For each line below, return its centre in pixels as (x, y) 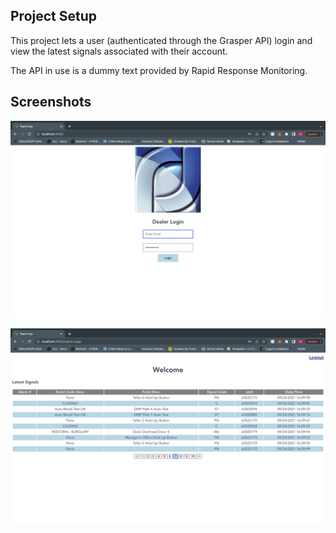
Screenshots (51, 102)
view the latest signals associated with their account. (119, 51)
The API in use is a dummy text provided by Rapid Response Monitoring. (159, 70)
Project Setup (54, 16)
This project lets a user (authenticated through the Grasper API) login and (161, 40)
